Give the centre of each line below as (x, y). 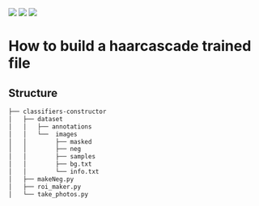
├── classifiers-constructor (57, 111)
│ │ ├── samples (52, 157)
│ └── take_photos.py (49, 194)
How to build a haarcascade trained (130, 46)
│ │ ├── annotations (50, 126)
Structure (33, 93)
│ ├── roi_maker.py (45, 187)
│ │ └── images (43, 134)
